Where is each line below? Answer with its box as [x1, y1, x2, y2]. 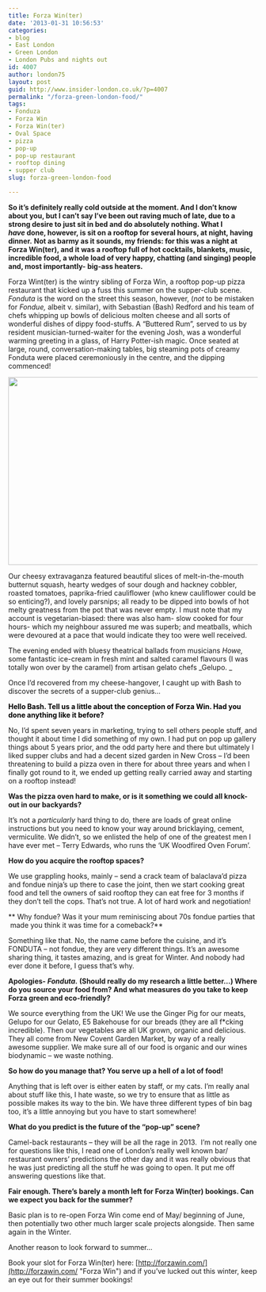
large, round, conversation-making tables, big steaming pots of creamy [8, 344, 240, 354]
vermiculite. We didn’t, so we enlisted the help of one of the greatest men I [8, 832, 252, 842]
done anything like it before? [8, 710, 104, 719]
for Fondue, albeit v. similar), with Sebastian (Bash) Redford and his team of [8, 302, 255, 312]
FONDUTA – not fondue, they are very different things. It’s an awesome [8, 944, 240, 953]
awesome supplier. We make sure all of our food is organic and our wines [8, 1042, 248, 1052]
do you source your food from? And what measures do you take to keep [8, 984, 249, 994]
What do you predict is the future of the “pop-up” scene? [8, 1121, 200, 1131]
